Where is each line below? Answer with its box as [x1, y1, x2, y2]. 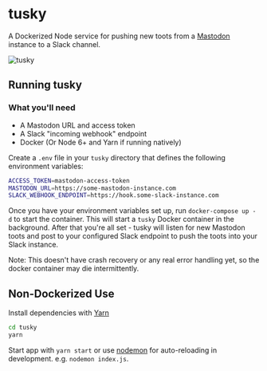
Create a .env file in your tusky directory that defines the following [8, 152, 226, 162]
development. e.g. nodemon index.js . [8, 353, 129, 363]
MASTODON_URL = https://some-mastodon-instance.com [8, 184, 177, 192]
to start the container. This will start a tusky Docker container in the [14, 215, 235, 224]
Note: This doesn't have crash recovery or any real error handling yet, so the [8, 255, 260, 265]
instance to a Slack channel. [8, 39, 101, 49]
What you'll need [8, 102, 76, 113]
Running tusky [8, 78, 82, 92]
